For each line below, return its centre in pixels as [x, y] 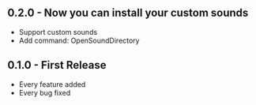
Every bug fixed [45, 92]
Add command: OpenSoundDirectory [79, 40]
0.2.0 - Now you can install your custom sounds [128, 13]
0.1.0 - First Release [57, 65]
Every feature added [52, 84]
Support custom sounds [58, 32]
